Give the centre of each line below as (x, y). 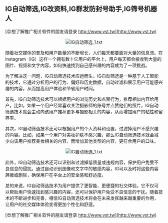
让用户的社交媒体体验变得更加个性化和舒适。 (51, 204)
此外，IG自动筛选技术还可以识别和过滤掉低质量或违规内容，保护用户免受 (80, 162)
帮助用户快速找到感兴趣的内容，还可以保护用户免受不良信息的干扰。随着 (84, 191)
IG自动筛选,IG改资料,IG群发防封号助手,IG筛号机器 (81, 9)
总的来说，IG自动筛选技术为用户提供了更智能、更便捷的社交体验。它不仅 (80, 185)
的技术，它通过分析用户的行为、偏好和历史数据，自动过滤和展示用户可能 (79, 82)
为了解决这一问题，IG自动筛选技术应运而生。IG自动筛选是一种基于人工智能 (82, 76)
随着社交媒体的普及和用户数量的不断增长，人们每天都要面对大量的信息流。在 (84, 53)
